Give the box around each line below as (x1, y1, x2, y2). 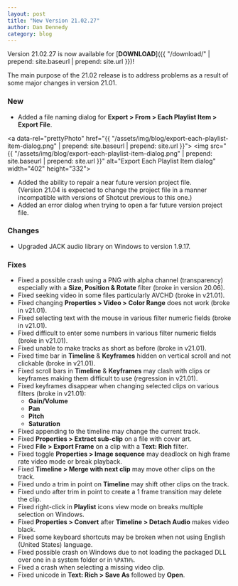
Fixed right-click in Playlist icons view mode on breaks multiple (17, 503, 204, 511)
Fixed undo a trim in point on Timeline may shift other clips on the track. (17, 480, 229, 489)
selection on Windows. (17, 510, 85, 519)
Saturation (28, 420, 60, 428)
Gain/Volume (28, 397, 69, 405)
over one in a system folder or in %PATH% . (17, 555, 136, 564)
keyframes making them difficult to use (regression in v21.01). (17, 374, 198, 383)
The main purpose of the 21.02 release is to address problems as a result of (7, 71, 229, 80)
